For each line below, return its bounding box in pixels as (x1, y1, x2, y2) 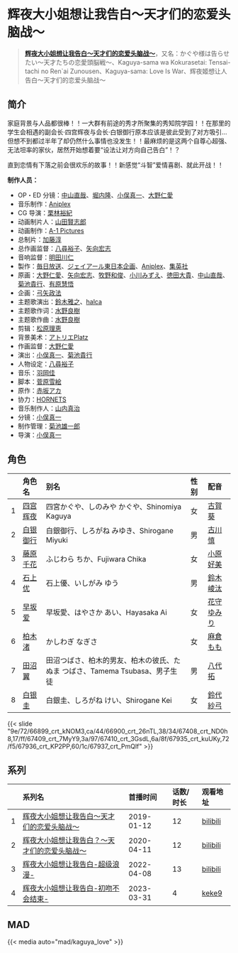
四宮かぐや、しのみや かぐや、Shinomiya (45, 502, 182, 512)
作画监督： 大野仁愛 (17, 342, 74, 350)
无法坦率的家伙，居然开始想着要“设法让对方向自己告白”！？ (7, 145, 181, 154)
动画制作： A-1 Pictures (17, 226, 84, 235)
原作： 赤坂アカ (17, 386, 62, 394)
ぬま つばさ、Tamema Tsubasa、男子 (45, 666, 171, 676)
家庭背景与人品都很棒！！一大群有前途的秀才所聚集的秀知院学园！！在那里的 (7, 119, 231, 127)
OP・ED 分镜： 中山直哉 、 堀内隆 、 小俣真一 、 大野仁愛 (17, 190, 174, 199)
